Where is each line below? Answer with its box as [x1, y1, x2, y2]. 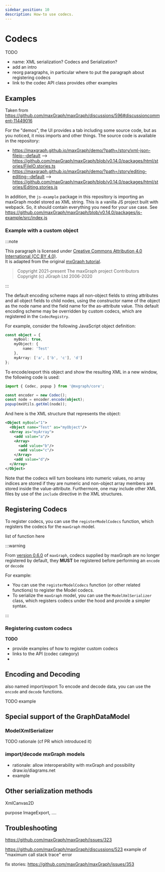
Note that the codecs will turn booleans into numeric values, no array [5, 475, 145, 481]
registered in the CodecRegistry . [5, 313, 70, 319]
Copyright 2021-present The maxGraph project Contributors [17, 268, 139, 274]
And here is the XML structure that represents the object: [5, 411, 121, 417]
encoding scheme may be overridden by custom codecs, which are [5, 308, 142, 314]
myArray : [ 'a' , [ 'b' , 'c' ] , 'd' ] [14, 355, 83, 360]
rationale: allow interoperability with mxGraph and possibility [12, 762, 135, 768]
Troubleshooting [5, 824, 58, 832]
